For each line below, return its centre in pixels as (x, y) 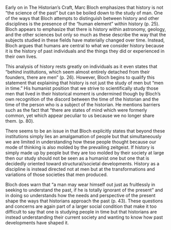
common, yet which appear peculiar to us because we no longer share (80, 116)
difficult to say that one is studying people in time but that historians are (81, 212)
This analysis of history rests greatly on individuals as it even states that (81, 66)
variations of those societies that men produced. (56, 175)
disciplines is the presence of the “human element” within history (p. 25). (82, 24)
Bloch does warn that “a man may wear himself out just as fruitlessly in (80, 185)
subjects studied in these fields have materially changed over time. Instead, (85, 40)
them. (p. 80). (20, 121)
